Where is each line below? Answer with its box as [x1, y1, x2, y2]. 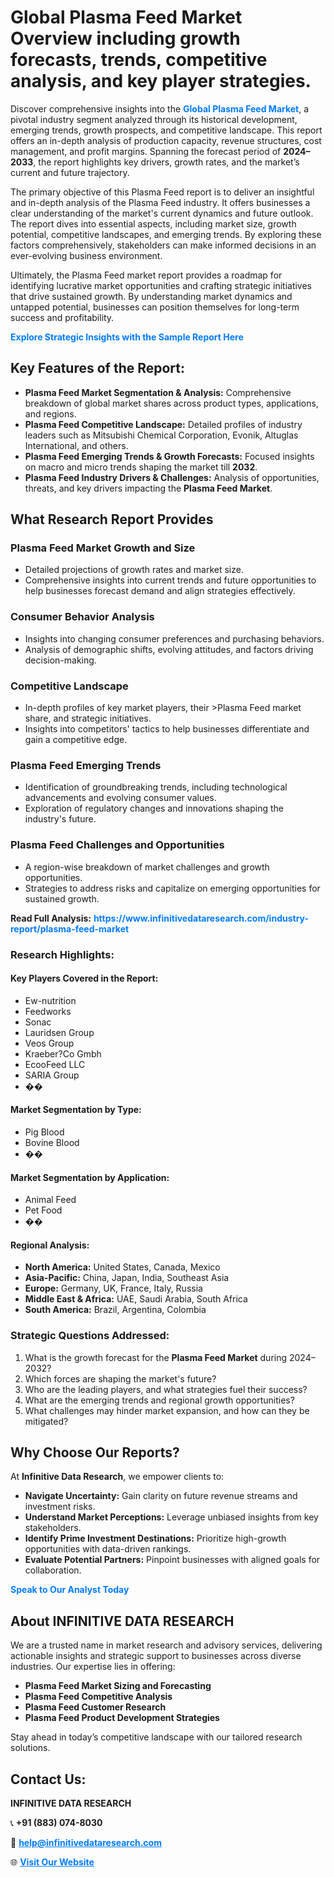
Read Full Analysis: [10, 912, 92, 924]
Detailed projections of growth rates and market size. [24, 564, 244, 576]
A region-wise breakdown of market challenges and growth [24, 861, 270, 873]
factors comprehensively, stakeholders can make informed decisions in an [10, 239, 317, 251]
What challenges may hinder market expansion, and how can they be [24, 1404, 310, 1416]
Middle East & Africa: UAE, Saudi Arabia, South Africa [24, 1293, 248, 1305]
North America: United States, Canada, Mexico [24, 1261, 221, 1273]
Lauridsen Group [24, 1026, 95, 1038]
